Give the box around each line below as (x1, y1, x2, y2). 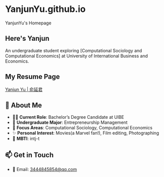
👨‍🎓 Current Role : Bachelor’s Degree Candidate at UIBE (12, 114, 124, 120)
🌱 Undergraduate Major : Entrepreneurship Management (12, 119, 128, 125)
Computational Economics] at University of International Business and (5, 53, 148, 59)
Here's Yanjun (5, 34, 50, 43)
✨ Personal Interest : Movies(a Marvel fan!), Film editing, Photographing (12, 130, 160, 136)
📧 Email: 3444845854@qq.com (12, 167, 77, 173)
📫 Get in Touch (5, 151, 54, 159)
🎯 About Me (5, 101, 42, 109)
